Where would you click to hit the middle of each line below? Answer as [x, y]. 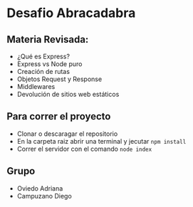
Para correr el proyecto [59, 116]
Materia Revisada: [48, 39]
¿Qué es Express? [43, 56]
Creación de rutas [43, 71]
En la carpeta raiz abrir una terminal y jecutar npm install [101, 141]
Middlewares [36, 86]
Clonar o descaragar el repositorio [67, 134]
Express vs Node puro [49, 64]
